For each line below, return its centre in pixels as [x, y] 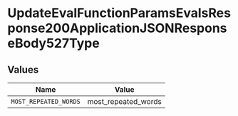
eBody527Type [53, 43]
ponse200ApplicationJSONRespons [117, 28]
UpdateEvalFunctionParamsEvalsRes [119, 13]
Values [23, 69]
